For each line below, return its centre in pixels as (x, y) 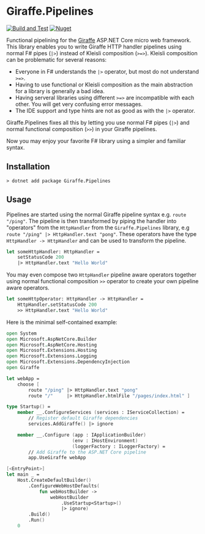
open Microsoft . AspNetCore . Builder (52, 339)
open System (21, 333)
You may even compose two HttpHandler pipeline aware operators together (102, 275)
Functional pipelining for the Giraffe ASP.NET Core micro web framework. (99, 40)
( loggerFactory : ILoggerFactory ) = (119, 446)
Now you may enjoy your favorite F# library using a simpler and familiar (96, 141)
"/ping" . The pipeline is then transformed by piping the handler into (91, 221)
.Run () (37, 520)
